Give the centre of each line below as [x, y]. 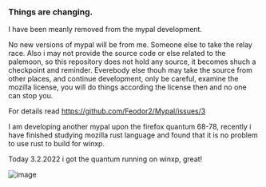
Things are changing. [51, 12]
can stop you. [31, 96]
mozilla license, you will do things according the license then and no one [128, 87]
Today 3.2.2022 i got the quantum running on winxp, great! [105, 159]
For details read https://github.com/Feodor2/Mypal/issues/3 [107, 111]
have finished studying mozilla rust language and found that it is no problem [133, 135]
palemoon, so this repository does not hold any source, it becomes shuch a [132, 62]
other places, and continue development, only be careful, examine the [123, 79]
